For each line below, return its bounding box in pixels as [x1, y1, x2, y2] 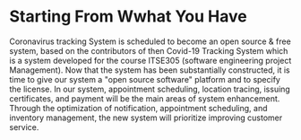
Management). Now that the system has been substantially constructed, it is [9, 65, 290, 75]
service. [9, 121, 39, 132]
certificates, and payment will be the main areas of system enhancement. [9, 92, 280, 104]
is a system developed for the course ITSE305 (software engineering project [9, 55, 292, 66]
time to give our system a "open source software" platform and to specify [9, 74, 280, 84]
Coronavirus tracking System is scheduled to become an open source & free [9, 36, 291, 47]
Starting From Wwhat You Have [9, 6, 248, 27]
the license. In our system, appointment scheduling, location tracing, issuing [9, 83, 291, 94]
